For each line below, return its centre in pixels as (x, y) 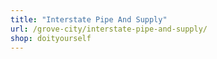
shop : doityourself (51, 38)
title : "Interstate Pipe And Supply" (89, 19)
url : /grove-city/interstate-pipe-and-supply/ (109, 29)
